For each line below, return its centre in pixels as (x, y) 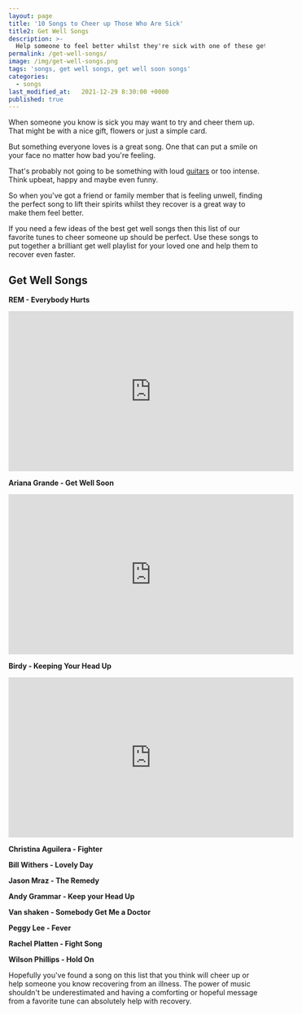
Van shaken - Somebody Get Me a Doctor (80, 912)
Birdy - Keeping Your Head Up (60, 666)
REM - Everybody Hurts (49, 300)
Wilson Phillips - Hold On (51, 959)
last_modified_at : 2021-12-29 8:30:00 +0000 (89, 92)
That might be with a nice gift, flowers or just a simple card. (108, 131)
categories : (28, 76)
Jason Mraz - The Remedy (54, 881)
